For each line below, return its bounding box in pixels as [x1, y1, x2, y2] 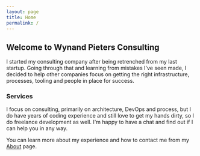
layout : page [6, 8, 39, 15]
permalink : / [6, 20, 39, 26]
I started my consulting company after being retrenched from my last [6, 58, 178, 65]
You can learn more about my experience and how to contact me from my [6, 136, 190, 144]
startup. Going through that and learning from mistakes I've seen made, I [6, 64, 187, 72]
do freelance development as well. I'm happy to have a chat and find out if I [6, 118, 193, 126]
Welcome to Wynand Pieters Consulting [6, 42, 160, 52]
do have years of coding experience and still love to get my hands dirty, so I [6, 112, 195, 119]
